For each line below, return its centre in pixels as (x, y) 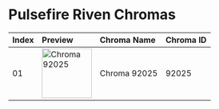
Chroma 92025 (129, 73)
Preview (58, 40)
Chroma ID (186, 40)
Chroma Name (127, 40)
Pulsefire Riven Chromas (92, 15)
